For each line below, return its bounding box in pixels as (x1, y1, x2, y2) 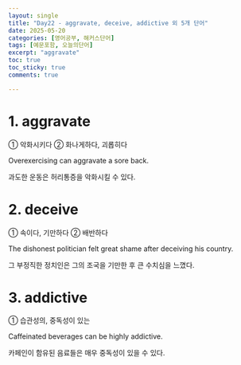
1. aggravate (8, 112, 91, 130)
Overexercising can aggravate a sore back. (8, 155, 150, 165)
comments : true (8, 71, 59, 79)
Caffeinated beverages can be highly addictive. (8, 332, 163, 341)
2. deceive (8, 200, 79, 218)
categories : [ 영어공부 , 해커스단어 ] (8, 33, 115, 42)
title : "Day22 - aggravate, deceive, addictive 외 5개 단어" (8, 19, 208, 27)
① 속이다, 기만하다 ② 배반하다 (8, 228, 109, 237)
